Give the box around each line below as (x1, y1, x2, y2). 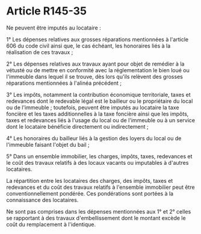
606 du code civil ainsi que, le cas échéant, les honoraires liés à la (6, 42, 171, 49)
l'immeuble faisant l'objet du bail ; (6, 141, 90, 148)
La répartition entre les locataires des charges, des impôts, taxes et (6, 177, 173, 184)
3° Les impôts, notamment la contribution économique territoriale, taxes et (6, 91, 191, 98)
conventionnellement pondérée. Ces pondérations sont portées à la (6, 189, 173, 197)
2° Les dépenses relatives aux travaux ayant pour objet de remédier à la (6, 60, 185, 67)
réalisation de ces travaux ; (6, 48, 73, 55)
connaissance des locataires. (6, 196, 79, 203)
